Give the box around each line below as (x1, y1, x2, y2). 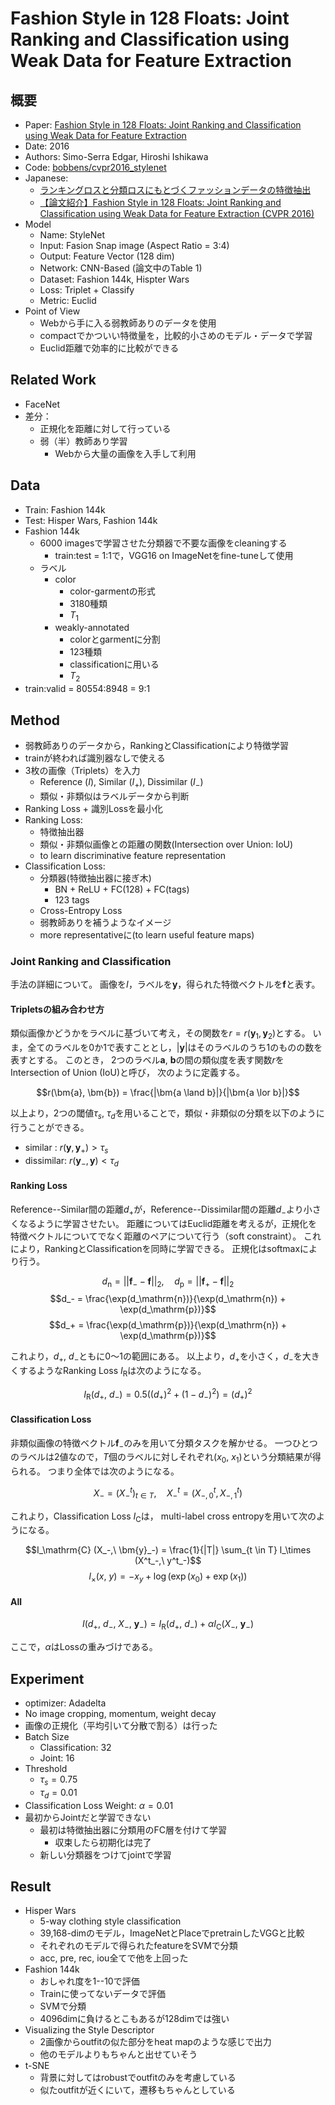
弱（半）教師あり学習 (39, 435, 128, 447)
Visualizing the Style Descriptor (24, 2024, 155, 2036)
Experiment (10, 1670, 85, 1687)
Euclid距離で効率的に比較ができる (39, 342, 180, 354)
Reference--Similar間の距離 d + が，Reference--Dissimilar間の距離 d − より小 (10, 1203, 313, 1217)
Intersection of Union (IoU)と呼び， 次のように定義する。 (10, 1067, 245, 1079)
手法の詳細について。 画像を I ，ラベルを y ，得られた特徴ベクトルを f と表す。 (10, 978, 321, 991)
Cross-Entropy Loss (39, 904, 123, 916)
